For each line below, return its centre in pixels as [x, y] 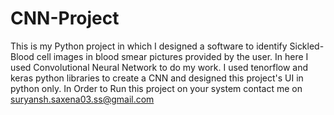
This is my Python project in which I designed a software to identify [149, 46]
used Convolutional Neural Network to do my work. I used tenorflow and [159, 67]
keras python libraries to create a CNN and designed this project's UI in [157, 78]
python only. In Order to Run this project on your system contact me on [156, 88]
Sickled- [307, 46]
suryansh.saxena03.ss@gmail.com [82, 99]
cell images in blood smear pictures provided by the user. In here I [172, 56]
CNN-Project [65, 18]
